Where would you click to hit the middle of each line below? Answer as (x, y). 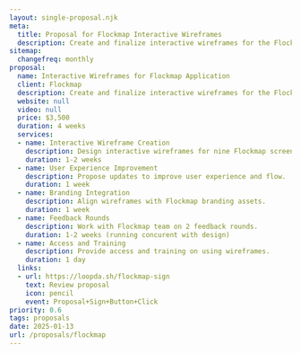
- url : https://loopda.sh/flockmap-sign (94, 277)
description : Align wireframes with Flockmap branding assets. (146, 202)
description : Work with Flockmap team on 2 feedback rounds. (142, 226)
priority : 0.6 (36, 310)
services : (35, 135)
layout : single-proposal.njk (64, 18)
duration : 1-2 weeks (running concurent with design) (128, 234)
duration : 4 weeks (52, 127)
